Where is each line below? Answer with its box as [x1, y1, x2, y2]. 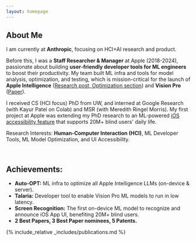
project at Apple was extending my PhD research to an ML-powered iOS [6, 112, 180, 119]
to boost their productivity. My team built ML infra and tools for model [6, 70, 174, 77]
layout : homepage [6, 8, 49, 15]
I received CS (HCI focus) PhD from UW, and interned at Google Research [6, 100, 184, 107]
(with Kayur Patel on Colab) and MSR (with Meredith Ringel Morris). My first [6, 106, 188, 113]
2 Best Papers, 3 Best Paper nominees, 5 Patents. [14, 218, 137, 225]
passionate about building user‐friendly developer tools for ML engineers [6, 63, 187, 70]
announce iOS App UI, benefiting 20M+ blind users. [14, 211, 139, 218]
